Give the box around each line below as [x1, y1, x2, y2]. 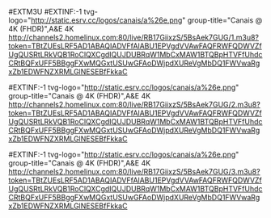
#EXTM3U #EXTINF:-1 [8, 7, 83, 16]
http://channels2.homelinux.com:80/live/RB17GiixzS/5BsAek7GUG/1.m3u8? [8, 32, 260, 42]
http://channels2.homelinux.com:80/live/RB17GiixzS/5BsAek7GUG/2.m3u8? [8, 100, 260, 109]
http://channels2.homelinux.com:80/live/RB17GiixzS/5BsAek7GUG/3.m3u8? [8, 167, 260, 176]
